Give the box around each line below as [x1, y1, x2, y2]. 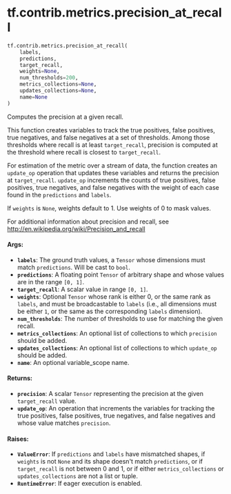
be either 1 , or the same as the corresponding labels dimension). [17, 307, 203, 315]
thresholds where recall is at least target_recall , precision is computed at [7, 140, 219, 149]
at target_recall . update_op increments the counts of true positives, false [7, 176, 216, 184]
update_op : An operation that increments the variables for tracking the [17, 404, 215, 413]
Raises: [7, 435, 29, 443]
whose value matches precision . [17, 419, 111, 427]
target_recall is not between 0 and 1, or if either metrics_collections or [17, 464, 224, 473]
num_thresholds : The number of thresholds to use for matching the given [17, 314, 223, 322]
